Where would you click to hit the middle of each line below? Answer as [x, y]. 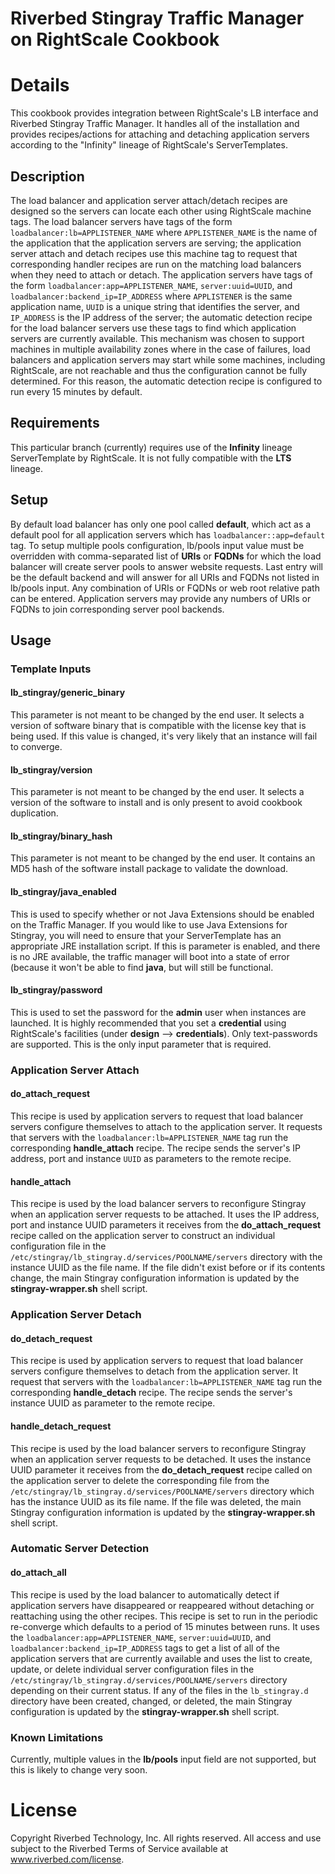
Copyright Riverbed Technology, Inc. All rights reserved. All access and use [166, 1838]
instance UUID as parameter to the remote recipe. [113, 1403]
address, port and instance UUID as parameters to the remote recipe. [151, 1159]
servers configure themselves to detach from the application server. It [154, 1371]
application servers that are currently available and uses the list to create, [161, 1658]
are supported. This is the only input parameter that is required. [141, 1044]
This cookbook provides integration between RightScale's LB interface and [164, 113]
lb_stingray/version [51, 769]
